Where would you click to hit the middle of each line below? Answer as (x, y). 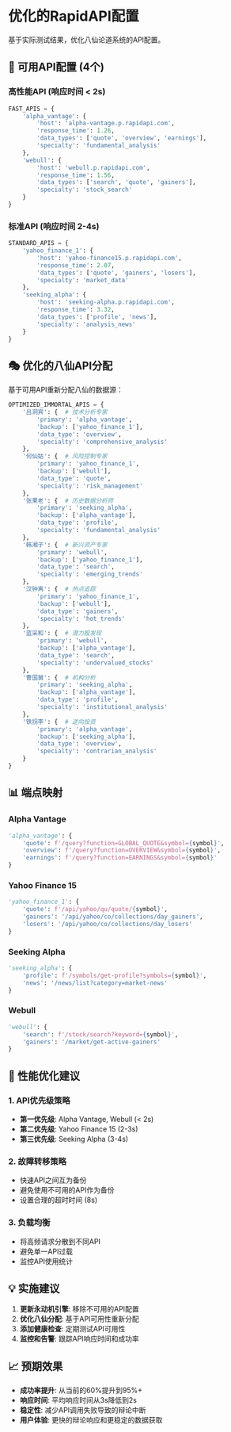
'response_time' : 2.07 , (76, 265)
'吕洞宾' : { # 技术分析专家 (65, 412)
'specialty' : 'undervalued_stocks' (95, 663)
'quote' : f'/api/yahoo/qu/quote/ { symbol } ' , (95, 909)
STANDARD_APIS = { (38, 243)
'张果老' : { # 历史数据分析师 (68, 500)
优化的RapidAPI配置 (74, 16)
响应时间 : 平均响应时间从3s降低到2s (78, 1400)
